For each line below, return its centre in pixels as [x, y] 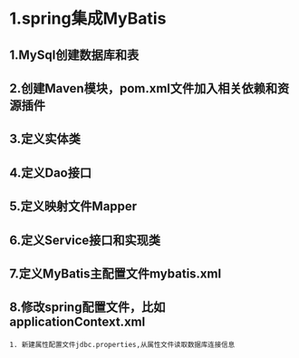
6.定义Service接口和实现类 [85, 240]
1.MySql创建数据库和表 [74, 55]
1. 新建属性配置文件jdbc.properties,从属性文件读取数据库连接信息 [122, 344]
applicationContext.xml [77, 322]
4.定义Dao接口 [51, 173]
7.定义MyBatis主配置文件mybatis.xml [116, 273]
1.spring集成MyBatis [88, 19]
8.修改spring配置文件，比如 [87, 308]
